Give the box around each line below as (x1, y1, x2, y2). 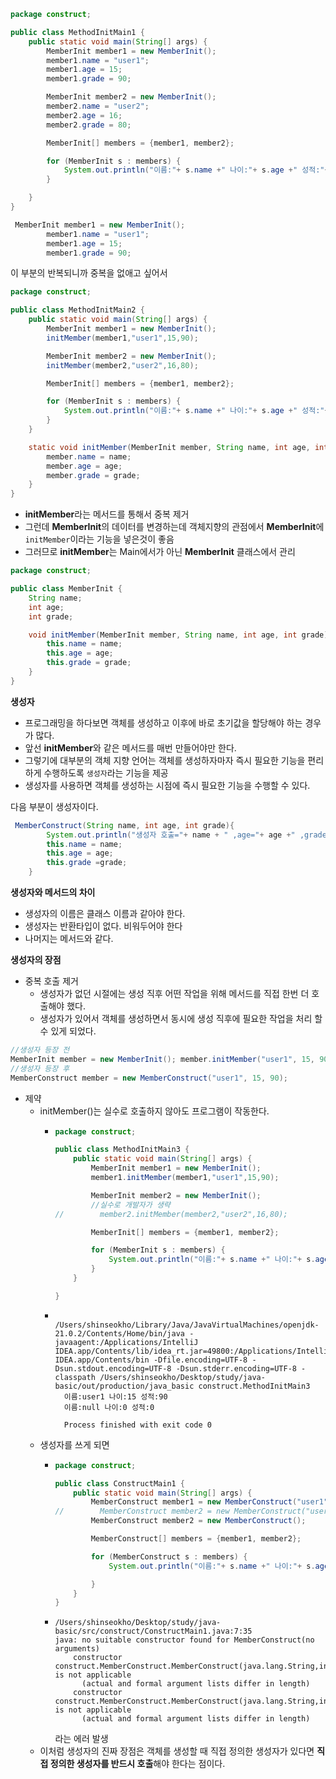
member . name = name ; (46, 451, 132, 462)
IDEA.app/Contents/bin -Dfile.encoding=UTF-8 (54, 1355, 248, 1365)
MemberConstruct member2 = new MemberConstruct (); (90, 1516, 307, 1526)
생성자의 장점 (10, 954, 62, 965)
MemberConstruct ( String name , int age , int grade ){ (14, 820, 235, 830)
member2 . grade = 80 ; (46, 120, 132, 130)
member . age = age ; (46, 461, 123, 471)
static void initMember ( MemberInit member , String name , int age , (28, 442, 311, 452)
